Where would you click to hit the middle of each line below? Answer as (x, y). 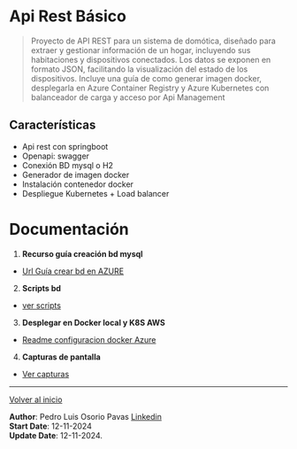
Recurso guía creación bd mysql (82, 253)
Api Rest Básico (68, 16)
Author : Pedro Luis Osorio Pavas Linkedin (85, 416)
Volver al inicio (36, 399)
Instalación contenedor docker (78, 184)
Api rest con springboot (65, 146)
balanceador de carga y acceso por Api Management (128, 97)
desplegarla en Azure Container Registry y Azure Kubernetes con (150, 88)
